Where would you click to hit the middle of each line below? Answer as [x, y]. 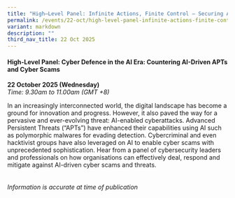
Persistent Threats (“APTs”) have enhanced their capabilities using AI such [114, 128]
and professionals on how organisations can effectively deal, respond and [114, 158]
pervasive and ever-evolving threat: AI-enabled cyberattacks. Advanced [111, 121]
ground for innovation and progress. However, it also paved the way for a [113, 113]
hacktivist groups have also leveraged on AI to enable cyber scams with [111, 143]
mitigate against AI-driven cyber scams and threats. [82, 165]
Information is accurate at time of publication [73, 187]
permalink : [23, 20]
